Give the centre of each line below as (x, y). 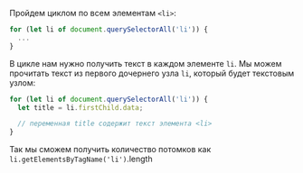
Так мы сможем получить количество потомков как (110, 150)
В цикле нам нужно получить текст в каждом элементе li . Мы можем (146, 63)
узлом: (23, 82)
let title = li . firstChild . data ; (80, 107)
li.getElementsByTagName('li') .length (81, 159)
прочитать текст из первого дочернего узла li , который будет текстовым (152, 73)
